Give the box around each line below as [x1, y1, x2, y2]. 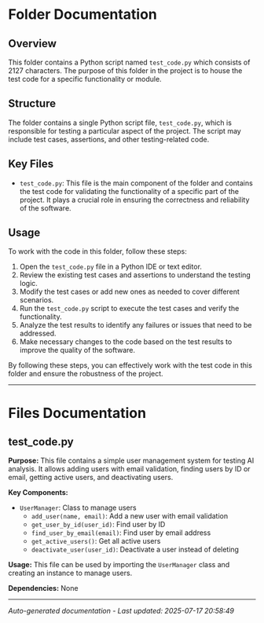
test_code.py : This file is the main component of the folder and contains [19, 178, 253, 188]
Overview [8, 37, 57, 50]
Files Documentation [8, 404, 147, 422]
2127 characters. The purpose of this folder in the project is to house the [8, 66, 243, 75]
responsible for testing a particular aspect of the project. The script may [8, 126, 241, 135]
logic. [19, 279, 38, 288]
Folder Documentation [8, 5, 157, 24]
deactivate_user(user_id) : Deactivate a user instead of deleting [31, 544, 240, 555]
